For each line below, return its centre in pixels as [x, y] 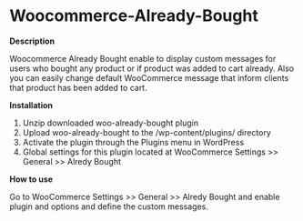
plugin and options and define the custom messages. [109, 206]
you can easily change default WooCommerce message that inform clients [149, 77]
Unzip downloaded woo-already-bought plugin [110, 123]
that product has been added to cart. [78, 87]
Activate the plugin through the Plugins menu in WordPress [133, 142]
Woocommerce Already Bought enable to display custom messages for [143, 58]
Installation [31, 105]
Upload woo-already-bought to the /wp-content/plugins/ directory [146, 132]
